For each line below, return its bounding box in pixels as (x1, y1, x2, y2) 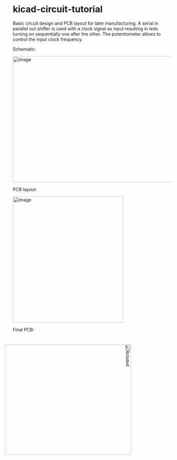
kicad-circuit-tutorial (13, 4, 103, 15)
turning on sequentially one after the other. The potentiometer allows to (13, 31, 161, 37)
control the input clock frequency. (13, 36, 83, 42)
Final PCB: (13, 326, 34, 332)
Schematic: (13, 46, 36, 52)
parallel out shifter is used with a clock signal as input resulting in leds (13, 25, 158, 31)
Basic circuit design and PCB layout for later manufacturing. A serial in (13, 20, 159, 26)
